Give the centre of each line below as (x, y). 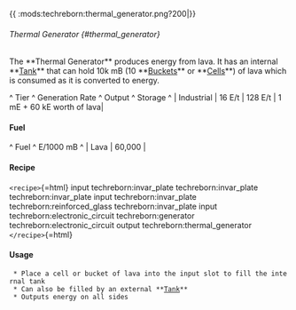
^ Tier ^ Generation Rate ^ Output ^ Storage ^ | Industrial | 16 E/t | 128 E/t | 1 (145, 98)
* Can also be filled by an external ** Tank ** (101, 289)
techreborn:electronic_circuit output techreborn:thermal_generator (131, 225)
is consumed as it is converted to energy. (84, 81)
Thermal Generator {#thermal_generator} (85, 34)
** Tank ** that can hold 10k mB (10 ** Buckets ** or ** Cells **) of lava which (148, 71)
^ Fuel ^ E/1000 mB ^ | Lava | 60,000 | (78, 147)
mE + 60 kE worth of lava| (57, 107)
